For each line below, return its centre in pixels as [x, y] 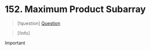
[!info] [23, 33]
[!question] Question [39, 23]
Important [15, 43]
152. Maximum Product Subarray [75, 9]
